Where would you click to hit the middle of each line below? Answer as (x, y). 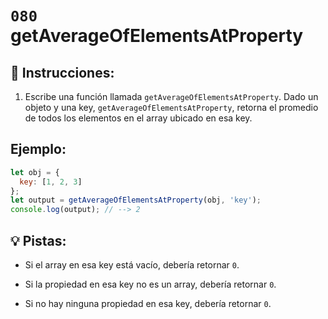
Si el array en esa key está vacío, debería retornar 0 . (132, 265)
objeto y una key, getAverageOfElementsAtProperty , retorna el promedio (171, 107)
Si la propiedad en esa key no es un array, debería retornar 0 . (150, 284)
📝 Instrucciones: (62, 72)
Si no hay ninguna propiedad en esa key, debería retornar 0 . (148, 303)
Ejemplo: (38, 149)
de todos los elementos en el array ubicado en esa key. (138, 118)
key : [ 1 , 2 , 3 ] (51, 182)
